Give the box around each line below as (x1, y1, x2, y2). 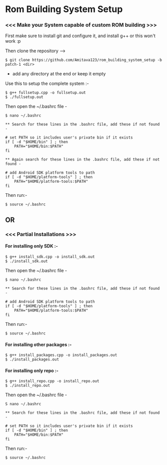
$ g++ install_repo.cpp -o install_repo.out (5, 379, 99, 384)
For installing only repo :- (5, 368, 58, 374)
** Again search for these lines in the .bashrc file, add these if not (5, 157, 160, 162)
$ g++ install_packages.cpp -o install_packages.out (5, 353, 117, 358)
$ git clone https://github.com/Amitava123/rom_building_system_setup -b (5, 58, 162, 63)
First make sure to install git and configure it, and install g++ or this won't (5, 33, 156, 39)
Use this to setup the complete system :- (5, 80, 89, 86)
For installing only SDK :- (5, 243, 58, 249)
